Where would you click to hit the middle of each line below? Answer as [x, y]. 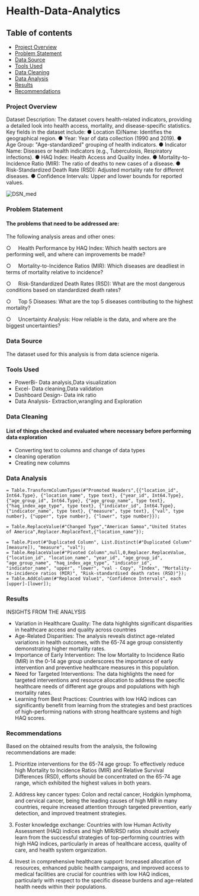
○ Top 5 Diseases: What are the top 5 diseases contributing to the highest [99, 301]
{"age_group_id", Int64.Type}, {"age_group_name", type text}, [86, 501]
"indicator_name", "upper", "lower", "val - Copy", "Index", [83, 568]
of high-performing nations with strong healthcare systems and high [98, 711]
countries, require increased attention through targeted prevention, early [103, 807]
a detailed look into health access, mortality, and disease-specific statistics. [99, 126]
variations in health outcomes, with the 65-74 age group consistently [99, 642]
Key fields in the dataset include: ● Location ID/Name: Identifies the [89, 132]
